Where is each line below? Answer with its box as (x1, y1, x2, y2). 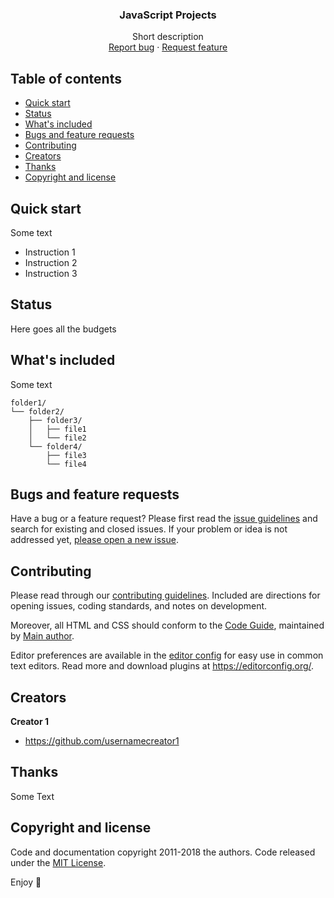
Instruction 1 (24, 246, 76, 258)
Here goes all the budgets (10, 323, 117, 335)
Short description (132, 31, 204, 43)
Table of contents (10, 70, 122, 87)
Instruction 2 (24, 256, 78, 268)
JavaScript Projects (119, 8, 217, 22)
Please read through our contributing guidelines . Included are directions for (10, 589, 321, 602)
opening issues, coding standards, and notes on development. (10, 600, 268, 612)
